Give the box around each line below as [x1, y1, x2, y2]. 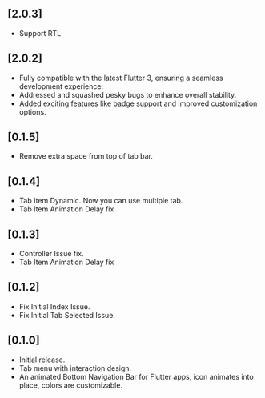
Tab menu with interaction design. [18, 363, 132, 372]
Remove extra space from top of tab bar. [18, 151, 154, 161]
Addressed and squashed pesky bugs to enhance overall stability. [18, 90, 237, 99]
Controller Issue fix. [18, 249, 85, 259]
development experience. [18, 81, 104, 91]
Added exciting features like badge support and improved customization [18, 98, 258, 108]
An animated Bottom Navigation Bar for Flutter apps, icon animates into [18, 372, 254, 381]
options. [18, 107, 46, 116]
